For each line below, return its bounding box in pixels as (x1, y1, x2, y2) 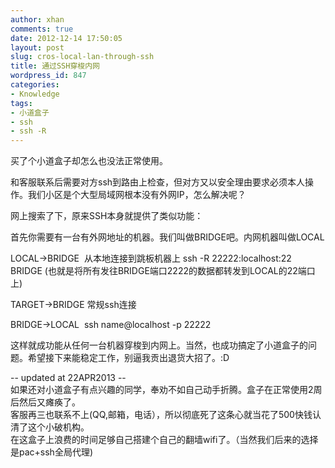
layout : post (10, 42, 65, 53)
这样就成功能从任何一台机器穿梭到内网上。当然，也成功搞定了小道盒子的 (10, 339, 308, 351)
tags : (10, 98, 33, 108)
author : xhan (10, 14, 65, 25)
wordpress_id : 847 (10, 71, 87, 81)
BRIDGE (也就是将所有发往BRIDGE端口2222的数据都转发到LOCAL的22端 (10, 265, 307, 277)
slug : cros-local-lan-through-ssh (10, 52, 155, 62)
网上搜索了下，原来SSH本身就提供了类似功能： (10, 210, 204, 222)
